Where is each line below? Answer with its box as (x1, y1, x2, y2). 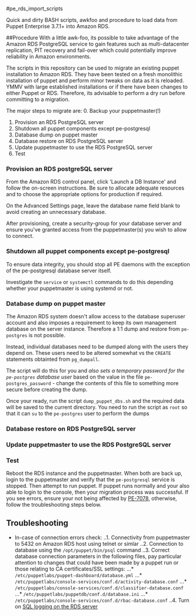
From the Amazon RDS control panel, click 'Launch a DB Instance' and (6, 178, 177, 185)
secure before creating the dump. (6, 386, 88, 393)
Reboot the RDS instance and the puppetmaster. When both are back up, (6, 470, 182, 477)
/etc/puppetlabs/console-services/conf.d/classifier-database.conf (14, 585, 184, 591)
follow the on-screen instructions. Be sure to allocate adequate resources (6, 184, 184, 191)
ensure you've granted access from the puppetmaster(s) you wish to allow (6, 226, 187, 233)
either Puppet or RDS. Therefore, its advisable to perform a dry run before (6, 90, 185, 96)
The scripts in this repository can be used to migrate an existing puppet (6, 64, 180, 71)
